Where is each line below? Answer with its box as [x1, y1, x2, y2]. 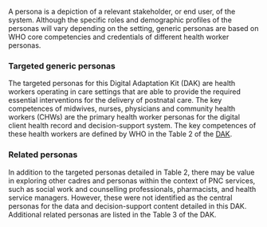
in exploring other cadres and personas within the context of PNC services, [8, 175, 256, 186]
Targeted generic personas [8, 60, 116, 71]
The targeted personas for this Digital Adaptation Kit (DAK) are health [8, 79, 236, 88]
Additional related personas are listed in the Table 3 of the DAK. [8, 209, 217, 219]
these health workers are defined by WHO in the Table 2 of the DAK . [8, 129, 233, 139]
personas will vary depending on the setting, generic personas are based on [8, 24, 259, 33]
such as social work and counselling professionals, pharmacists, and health [8, 184, 257, 194]
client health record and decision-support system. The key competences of [8, 121, 257, 131]
